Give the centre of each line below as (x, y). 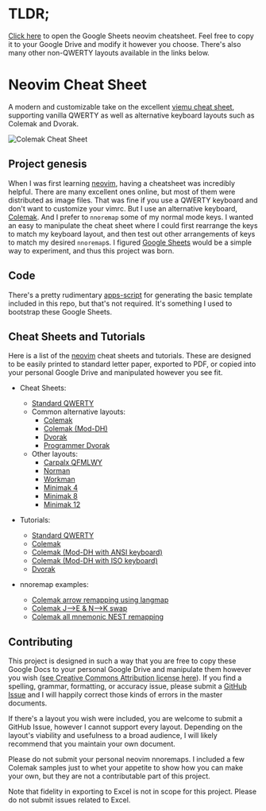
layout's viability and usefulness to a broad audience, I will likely (113, 736)
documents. (28, 703)
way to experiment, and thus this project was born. (91, 250)
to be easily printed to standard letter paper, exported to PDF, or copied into (132, 364)
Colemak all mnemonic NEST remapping (98, 617)
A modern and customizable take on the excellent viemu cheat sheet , (121, 106)
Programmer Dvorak (77, 446)
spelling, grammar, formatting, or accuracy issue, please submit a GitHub (128, 686)
